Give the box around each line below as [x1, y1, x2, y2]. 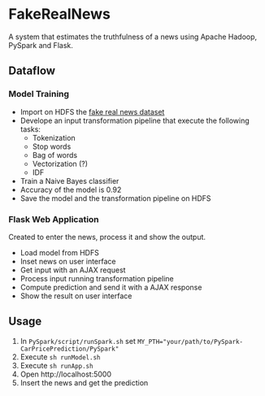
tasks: [20, 124, 41, 134]
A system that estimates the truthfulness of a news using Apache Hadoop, [8, 32, 258, 41]
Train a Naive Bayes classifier [20, 176, 119, 185]
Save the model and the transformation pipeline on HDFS [20, 193, 211, 203]
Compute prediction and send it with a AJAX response [20, 282, 202, 292]
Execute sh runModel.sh [20, 351, 101, 362]
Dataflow [8, 64, 55, 78]
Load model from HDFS [20, 247, 99, 257]
